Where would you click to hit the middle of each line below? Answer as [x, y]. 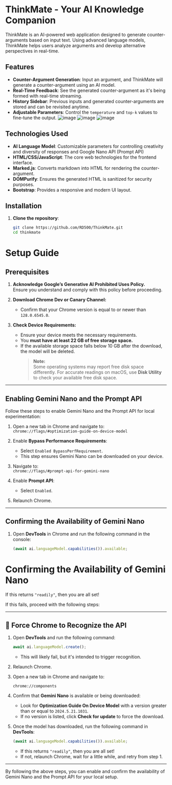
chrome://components [35, 686]
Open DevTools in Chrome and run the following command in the [81, 534]
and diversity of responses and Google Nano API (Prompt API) [78, 151]
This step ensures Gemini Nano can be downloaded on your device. [92, 456]
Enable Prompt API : [34, 481]
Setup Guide [32, 253]
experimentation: [23, 416]
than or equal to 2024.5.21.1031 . [54, 711]
